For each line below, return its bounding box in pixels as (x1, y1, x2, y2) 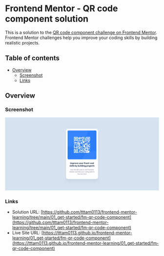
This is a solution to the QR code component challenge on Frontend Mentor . (5, 29, 157, 35)
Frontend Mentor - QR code (5, 3, 118, 14)
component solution (5, 13, 89, 24)
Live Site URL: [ (12, 230, 43, 236)
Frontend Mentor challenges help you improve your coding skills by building (5, 35, 158, 41)
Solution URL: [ (12, 209, 42, 215)
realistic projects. (5, 40, 40, 45)
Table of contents (5, 54, 60, 63)
